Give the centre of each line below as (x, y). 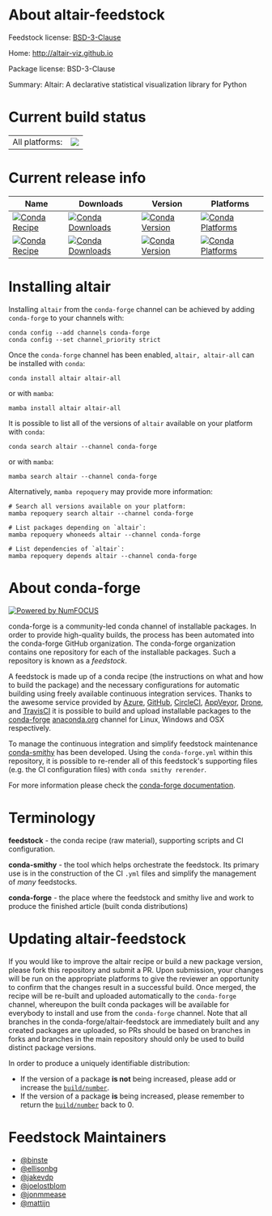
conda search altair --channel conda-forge (83, 446)
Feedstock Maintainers (87, 1137)
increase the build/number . (65, 1087)
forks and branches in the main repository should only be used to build (126, 1039)
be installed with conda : (47, 363)
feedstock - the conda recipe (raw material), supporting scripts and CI (126, 840)
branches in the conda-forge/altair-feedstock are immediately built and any (134, 1022)
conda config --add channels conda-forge (79, 333)
